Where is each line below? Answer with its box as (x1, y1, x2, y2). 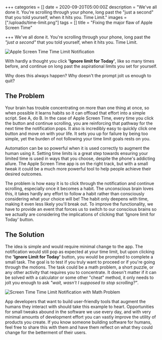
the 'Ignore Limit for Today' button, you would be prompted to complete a (5, 254, 154, 259)
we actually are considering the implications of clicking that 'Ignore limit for (5, 211, 155, 217)
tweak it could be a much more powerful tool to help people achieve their (5, 166, 151, 171)
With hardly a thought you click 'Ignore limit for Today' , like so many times (5, 58, 155, 64)
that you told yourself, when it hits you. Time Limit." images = (5, 15, 127, 20)
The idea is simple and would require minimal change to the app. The (5, 243, 143, 249)
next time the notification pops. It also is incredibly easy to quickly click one (5, 125, 156, 131)
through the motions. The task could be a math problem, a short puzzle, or (5, 264, 154, 270)
